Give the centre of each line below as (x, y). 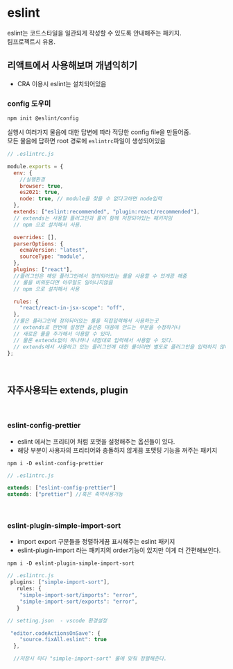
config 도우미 (29, 104)
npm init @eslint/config (43, 119)
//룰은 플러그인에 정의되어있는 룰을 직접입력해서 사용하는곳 (86, 321)
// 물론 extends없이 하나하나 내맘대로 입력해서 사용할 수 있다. (94, 340)
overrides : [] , (35, 237)
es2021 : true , (40, 193)
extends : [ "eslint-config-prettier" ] (62, 488)
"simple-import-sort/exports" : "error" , (79, 602)
